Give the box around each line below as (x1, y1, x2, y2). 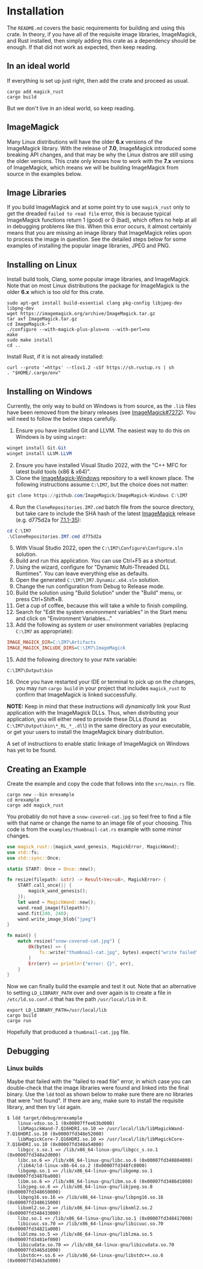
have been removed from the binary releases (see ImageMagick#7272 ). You (7, 409, 196, 416)
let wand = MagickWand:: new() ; (17, 899, 96, 905)
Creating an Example (7, 764, 87, 774)
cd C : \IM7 (7, 528, 32, 534)
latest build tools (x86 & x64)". (15, 468, 91, 475)
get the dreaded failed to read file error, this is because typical (7, 210, 171, 217)
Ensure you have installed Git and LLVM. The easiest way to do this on (15, 427, 190, 434)
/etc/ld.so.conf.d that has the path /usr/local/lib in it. (7, 996, 148, 1003)
